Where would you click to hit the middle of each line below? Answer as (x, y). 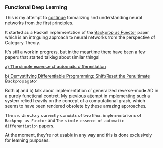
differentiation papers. (30, 126)
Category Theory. (23, 43)
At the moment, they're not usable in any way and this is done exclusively (79, 135)
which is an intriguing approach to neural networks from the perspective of (80, 37)
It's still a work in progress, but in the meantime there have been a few (75, 52)
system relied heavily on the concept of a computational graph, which (75, 101)
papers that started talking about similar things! (52, 57)
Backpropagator (21, 81)
